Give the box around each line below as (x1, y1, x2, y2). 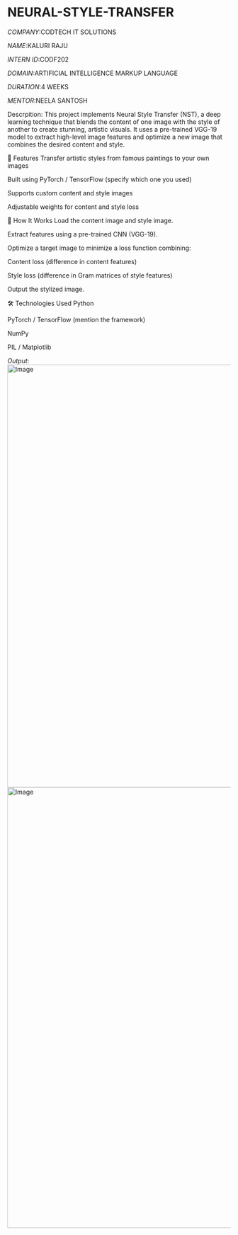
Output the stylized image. (7, 285, 85, 293)
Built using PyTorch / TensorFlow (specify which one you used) (7, 175, 192, 183)
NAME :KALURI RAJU (7, 41, 69, 50)
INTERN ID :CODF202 (7, 55, 69, 64)
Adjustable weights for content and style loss (7, 203, 140, 211)
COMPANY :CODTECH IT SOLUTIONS (7, 28, 117, 36)
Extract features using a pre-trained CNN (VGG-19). (7, 229, 158, 238)
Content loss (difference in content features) (7, 257, 137, 266)
